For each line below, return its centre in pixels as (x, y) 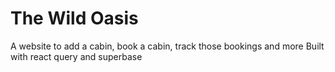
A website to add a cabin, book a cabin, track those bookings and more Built (167, 46)
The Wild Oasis (74, 18)
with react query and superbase (76, 56)
